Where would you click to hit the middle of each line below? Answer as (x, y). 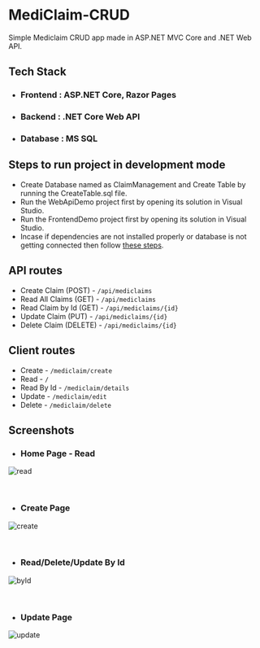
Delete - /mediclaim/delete (66, 405)
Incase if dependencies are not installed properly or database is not (133, 236)
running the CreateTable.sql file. (74, 193)
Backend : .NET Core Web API (80, 117)
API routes (35, 271)
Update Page (46, 617)
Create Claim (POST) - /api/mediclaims (86, 290)
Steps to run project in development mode (117, 165)
